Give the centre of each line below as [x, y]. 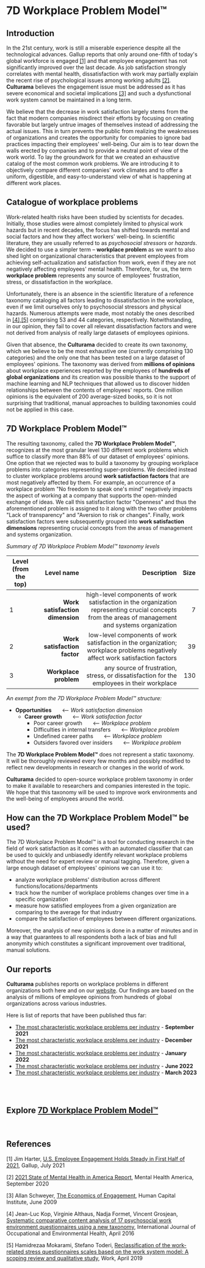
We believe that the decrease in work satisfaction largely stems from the [97, 112]
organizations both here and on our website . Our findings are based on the [100, 991]
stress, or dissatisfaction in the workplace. [59, 282]
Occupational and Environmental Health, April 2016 [70, 1233]
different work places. [34, 183]
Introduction [31, 33]
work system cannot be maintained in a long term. [69, 100]
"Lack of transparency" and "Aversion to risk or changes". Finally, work [95, 515]
